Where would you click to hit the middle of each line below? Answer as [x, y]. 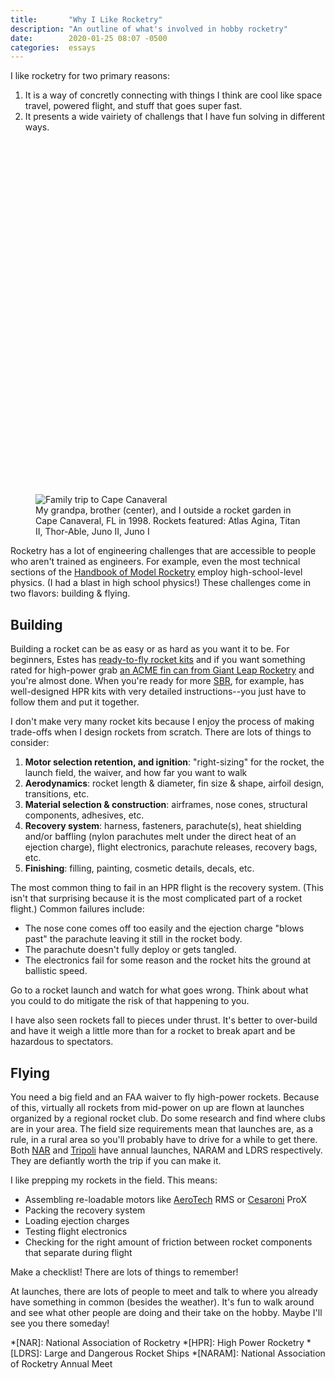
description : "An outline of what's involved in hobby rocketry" [149, 29]
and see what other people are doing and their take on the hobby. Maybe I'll [166, 1313]
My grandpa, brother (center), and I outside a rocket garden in [163, 510]
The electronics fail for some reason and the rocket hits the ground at [168, 960]
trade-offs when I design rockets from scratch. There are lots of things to [161, 732]
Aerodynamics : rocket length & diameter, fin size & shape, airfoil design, [174, 783]
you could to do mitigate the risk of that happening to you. [130, 1001]
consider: [30, 743]
